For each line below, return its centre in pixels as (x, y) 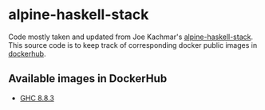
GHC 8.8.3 (37, 98)
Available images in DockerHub (88, 79)
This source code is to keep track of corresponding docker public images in (133, 45)
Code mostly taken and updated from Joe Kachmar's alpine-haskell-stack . (131, 37)
